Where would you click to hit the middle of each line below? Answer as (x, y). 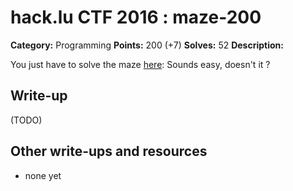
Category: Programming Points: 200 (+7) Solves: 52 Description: (147, 45)
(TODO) (26, 120)
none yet (43, 175)
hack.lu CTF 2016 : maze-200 (136, 17)
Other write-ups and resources (109, 151)
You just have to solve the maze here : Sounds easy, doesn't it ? (140, 64)
